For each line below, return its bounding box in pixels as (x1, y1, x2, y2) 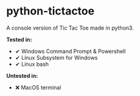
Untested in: (6, 72, 38, 79)
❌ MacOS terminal (15, 83, 61, 91)
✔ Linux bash (15, 60, 49, 68)
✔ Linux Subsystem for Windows (15, 54, 98, 61)
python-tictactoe (6, 4, 95, 18)
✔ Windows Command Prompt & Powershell (15, 47, 126, 55)
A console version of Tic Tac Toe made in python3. (6, 24, 134, 31)
